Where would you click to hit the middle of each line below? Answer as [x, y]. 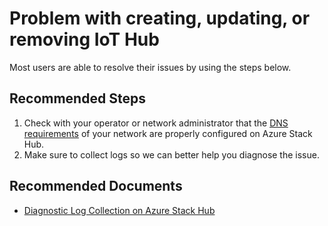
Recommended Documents [96, 186]
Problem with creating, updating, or [160, 18]
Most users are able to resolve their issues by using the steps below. [150, 67]
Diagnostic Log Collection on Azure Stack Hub [119, 210]
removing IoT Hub [84, 39]
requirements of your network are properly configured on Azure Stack [168, 133]
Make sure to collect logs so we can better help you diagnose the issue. [171, 154]
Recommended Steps [77, 98]
